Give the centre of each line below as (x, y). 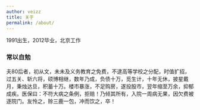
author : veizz (24, 12)
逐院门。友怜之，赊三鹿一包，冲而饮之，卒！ (61, 101)
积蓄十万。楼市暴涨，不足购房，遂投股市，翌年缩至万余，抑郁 (118, 86)
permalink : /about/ (30, 23)
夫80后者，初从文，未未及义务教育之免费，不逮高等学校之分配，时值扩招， (98, 71)
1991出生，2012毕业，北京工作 (44, 40)
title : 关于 (20, 17)
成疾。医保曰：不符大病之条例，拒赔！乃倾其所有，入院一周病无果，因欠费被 (100, 93)
